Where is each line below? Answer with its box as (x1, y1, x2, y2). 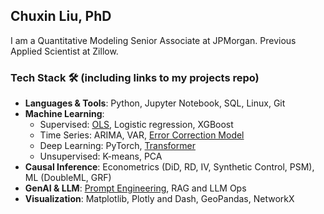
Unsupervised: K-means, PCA (39, 150, 163, 163)
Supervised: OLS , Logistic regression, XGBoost (39, 119, 234, 131)
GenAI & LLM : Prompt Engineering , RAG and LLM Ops (24, 182, 247, 194)
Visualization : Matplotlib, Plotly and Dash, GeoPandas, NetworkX (24, 193, 295, 205)
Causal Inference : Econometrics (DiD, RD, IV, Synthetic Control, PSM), (24, 161, 315, 173)
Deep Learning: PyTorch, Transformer (39, 140, 196, 152)
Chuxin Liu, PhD (10, 8, 112, 25)
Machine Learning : (24, 108, 105, 120)
